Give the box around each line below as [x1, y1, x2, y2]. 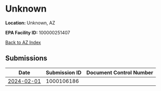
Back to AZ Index [5, 39, 41, 45]
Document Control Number [86, 69, 153, 76]
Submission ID [45, 69, 82, 76]
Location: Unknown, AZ [5, 20, 55, 26]
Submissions [5, 54, 47, 63]
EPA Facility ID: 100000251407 [5, 29, 70, 35]
